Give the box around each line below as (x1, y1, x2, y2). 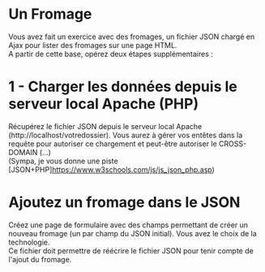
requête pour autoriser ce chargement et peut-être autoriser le (8, 139, 217, 149)
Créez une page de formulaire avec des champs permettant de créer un (8, 220, 249, 230)
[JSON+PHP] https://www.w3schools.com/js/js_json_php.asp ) (8, 164, 215, 175)
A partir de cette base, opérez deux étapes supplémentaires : (8, 49, 213, 58)
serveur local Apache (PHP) (8, 95, 199, 114)
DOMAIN (8, 147, 38, 157)
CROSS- (218, 139, 247, 149)
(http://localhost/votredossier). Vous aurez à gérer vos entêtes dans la (8, 130, 243, 140)
